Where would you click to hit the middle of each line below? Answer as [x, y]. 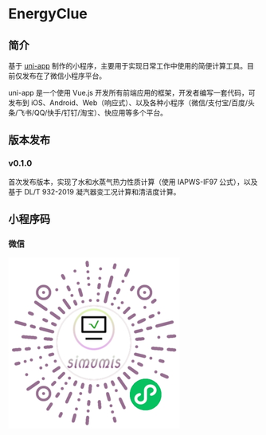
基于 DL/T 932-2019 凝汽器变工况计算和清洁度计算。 [94, 191]
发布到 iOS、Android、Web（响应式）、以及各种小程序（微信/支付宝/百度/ [128, 103]
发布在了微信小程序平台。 [64, 76]
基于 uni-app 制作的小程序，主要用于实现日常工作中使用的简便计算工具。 [128, 66]
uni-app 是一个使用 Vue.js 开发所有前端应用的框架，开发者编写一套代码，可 [132, 93]
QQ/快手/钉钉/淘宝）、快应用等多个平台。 [101, 113]
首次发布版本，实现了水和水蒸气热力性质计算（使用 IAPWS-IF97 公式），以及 [133, 182]
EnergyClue [48, 14]
